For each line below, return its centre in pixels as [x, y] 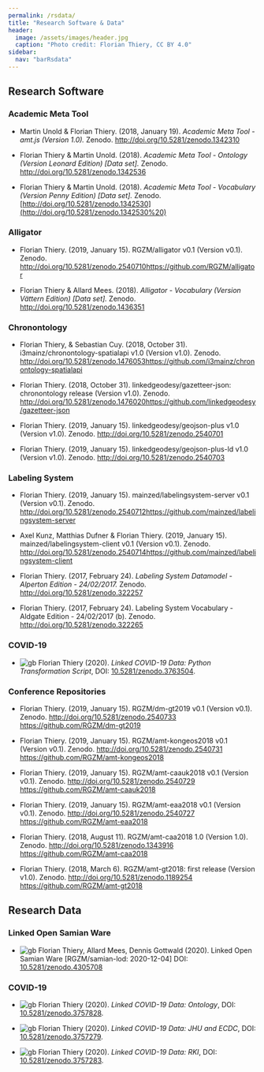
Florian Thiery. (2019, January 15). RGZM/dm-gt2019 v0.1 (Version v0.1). [136, 709]
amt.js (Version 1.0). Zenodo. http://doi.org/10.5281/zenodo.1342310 [130, 140]
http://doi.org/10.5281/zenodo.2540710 [83, 266]
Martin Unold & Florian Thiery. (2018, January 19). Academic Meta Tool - [137, 131]
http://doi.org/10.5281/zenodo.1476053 [82, 362]
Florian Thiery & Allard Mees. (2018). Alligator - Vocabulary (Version [130, 290]
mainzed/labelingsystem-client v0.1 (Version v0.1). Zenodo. [115, 544]
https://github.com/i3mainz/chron [200, 362]
